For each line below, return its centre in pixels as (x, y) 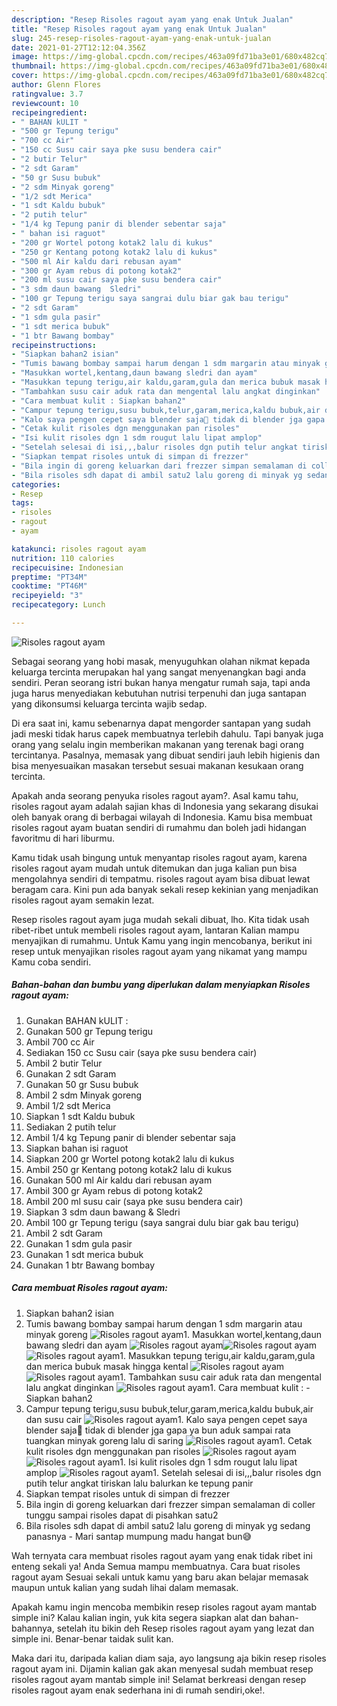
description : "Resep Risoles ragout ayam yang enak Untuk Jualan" (152, 19)
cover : (25, 76)
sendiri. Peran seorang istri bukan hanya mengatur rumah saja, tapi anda (161, 682)
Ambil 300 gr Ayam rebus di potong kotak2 (114, 1190)
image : (25, 57)
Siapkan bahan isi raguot (77, 1148)
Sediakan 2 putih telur (71, 1127)
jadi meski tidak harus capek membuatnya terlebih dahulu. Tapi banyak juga (167, 733)
